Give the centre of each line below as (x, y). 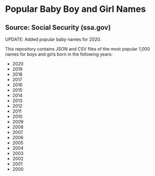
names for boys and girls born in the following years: (59, 54)
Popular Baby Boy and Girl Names (76, 9)
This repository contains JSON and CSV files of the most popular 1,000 (77, 49)
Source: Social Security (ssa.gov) (58, 28)
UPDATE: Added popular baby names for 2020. (53, 39)
